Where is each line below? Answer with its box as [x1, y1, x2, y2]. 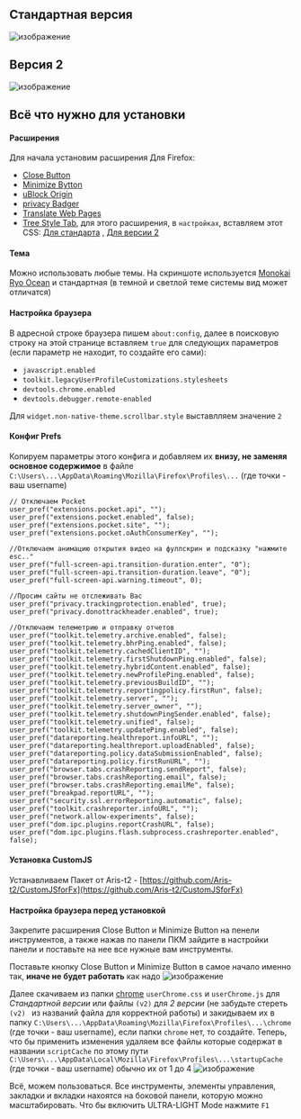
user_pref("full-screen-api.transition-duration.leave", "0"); [9, 567, 252, 577]
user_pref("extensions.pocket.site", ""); [9, 520, 171, 529]
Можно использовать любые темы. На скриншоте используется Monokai [9, 267, 291, 278]
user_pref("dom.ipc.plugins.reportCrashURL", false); [9, 819, 216, 829]
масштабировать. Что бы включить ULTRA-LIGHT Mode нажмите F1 [9, 1100, 270, 1111]
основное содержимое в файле [9, 460, 134, 471]
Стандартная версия [9, 7, 133, 23]
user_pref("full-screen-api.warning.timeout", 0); [9, 575, 203, 584]
